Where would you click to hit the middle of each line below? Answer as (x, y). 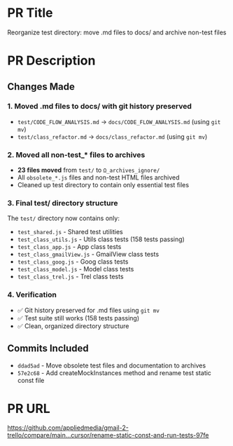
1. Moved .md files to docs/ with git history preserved (100, 107)
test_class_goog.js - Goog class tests (73, 262)
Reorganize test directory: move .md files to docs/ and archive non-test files (117, 32)
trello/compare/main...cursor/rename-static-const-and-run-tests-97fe (108, 435)
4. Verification (32, 295)
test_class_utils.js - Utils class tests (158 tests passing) (101, 239)
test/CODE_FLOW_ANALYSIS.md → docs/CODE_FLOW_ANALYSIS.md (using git (119, 121)
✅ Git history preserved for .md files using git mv (88, 310)
